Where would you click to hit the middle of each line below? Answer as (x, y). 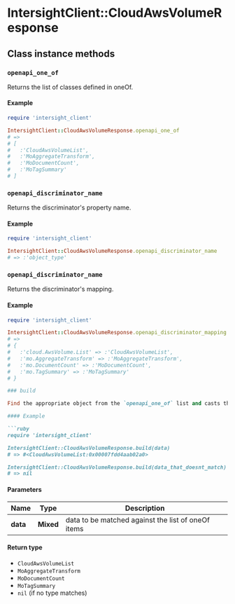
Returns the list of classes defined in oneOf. (70, 87)
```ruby (19, 429)
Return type (25, 547)
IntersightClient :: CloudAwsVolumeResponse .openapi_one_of (93, 130)
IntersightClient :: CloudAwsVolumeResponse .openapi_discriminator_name (112, 251)
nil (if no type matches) (52, 593)
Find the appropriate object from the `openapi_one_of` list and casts (114, 404)
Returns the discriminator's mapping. (60, 289)
